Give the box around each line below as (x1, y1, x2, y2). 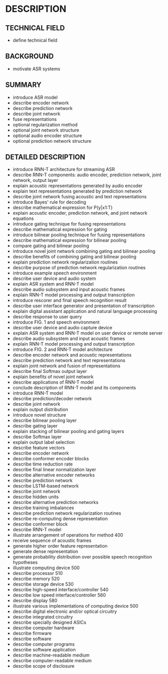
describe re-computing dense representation (12, 516, 108, 522)
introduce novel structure (12, 412, 67, 418)
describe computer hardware (12, 625, 74, 631)
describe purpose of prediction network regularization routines (12, 265, 146, 271)
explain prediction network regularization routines (12, 259, 118, 265)
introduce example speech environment (12, 270, 97, 276)
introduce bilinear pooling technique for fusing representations (12, 232, 145, 238)
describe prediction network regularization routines (12, 510, 121, 516)
